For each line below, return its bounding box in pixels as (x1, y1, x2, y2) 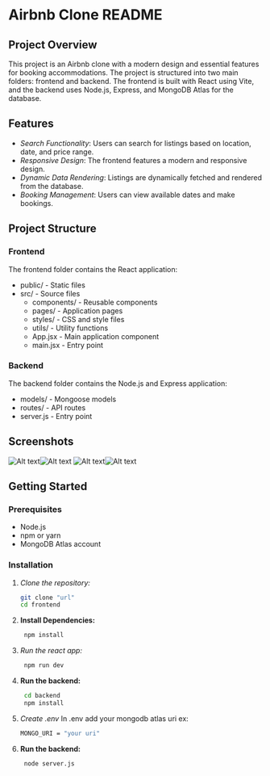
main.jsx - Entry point (31, 340, 103, 350)
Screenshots (8, 434, 74, 449)
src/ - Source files (19, 288, 81, 298)
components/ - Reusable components (31, 297, 158, 307)
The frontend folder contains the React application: (8, 264, 178, 274)
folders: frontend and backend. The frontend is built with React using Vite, (8, 77, 255, 86)
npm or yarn (19, 531, 61, 540)
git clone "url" (19, 594, 75, 602)
